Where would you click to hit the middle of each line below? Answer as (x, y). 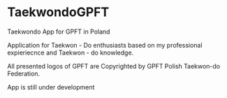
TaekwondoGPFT (58, 12)
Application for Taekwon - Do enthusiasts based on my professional (105, 45)
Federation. (24, 73)
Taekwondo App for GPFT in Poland (59, 31)
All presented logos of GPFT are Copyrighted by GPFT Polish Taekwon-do (114, 66)
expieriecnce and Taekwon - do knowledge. (71, 52)
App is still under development (51, 87)
